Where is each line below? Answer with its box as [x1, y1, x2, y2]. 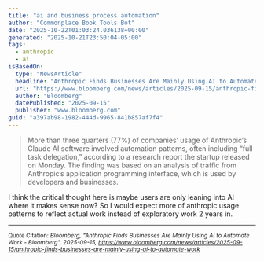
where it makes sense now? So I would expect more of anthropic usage [8, 200, 240, 210]
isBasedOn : [8, 63, 44, 71]
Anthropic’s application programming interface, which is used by [27, 168, 236, 178]
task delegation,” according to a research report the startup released [27, 152, 250, 161]
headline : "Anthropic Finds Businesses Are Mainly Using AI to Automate [15, 77, 258, 85]
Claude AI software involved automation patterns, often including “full [27, 143, 253, 153]
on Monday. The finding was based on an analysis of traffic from [27, 160, 237, 170]
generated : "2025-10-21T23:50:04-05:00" [8, 33, 143, 42]
